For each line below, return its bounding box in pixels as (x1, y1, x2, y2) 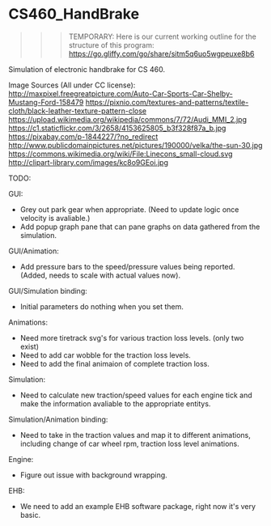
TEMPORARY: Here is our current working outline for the (68, 32, 256, 41)
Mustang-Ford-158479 (8, 97, 84, 107)
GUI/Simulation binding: (8, 286, 87, 295)
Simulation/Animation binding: (8, 414, 108, 424)
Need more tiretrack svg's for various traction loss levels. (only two (19, 333, 244, 342)
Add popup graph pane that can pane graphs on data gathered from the (19, 222, 260, 231)
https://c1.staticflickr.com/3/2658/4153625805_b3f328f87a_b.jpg (8, 123, 227, 133)
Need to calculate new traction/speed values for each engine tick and (19, 390, 252, 400)
